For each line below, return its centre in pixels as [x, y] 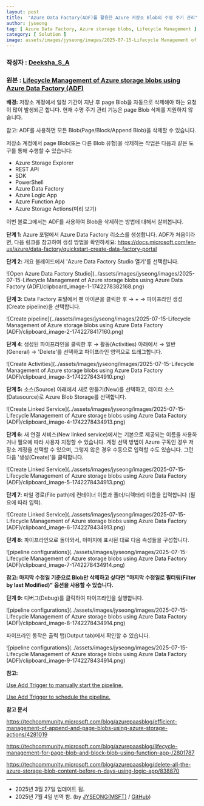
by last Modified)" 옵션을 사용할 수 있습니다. [60, 585]
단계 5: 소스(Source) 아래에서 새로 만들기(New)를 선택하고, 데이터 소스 [90, 390]
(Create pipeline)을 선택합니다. [43, 306]
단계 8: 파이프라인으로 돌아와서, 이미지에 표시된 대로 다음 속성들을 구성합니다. [98, 540]
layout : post [23, 12]
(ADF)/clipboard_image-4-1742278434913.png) [66, 422]
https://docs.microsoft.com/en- [157, 242]
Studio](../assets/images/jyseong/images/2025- [135, 274]
